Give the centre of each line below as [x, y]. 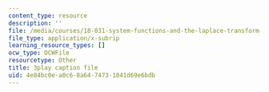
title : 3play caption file [53, 68]
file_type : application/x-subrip [64, 38]
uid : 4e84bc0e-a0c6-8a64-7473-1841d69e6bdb [82, 75]
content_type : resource [48, 16]
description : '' [35, 23]
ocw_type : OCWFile [39, 53]
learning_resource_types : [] [57, 46]
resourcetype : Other [43, 61]
